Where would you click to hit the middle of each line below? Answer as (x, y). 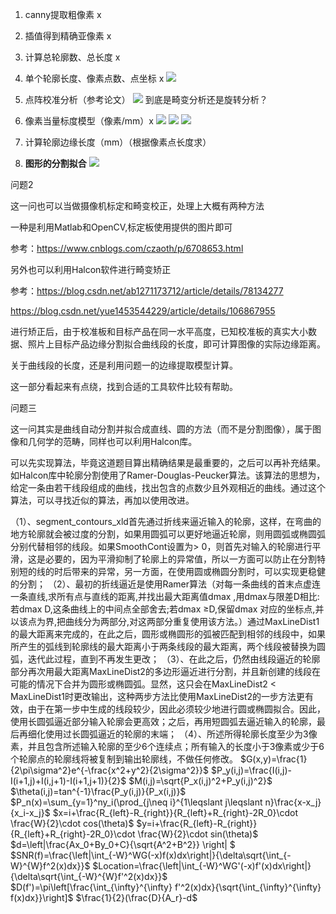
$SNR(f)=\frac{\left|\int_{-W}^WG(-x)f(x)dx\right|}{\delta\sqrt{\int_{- (151, 855)
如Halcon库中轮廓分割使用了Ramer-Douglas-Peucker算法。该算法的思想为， (168, 475)
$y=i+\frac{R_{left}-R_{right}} (197, 823)
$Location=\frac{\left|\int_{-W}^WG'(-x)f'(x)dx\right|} (202, 866)
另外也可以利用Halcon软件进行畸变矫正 (91, 269)
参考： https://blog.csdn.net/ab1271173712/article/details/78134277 (147, 291)
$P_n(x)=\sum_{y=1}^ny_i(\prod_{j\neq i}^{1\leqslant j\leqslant (136, 802)
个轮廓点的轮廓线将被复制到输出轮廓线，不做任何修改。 (124, 759)
